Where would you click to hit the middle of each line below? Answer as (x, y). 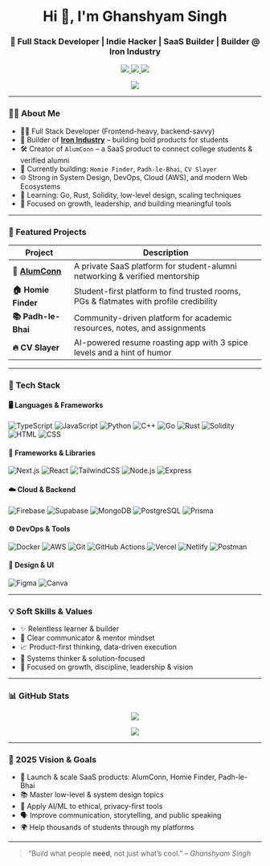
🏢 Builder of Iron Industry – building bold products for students (124, 139)
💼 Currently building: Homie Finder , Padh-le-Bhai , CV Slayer (118, 169)
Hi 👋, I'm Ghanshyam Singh (135, 16)
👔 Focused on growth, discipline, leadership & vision (106, 667)
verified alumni (45, 160)
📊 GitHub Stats (39, 696)
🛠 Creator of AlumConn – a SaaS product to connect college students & (136, 149)
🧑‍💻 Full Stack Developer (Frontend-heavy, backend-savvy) (117, 131)
